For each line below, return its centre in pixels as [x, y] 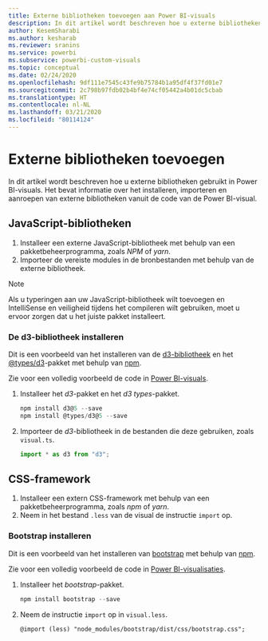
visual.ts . [37, 440]
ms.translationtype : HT [48, 98]
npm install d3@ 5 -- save [61, 408]
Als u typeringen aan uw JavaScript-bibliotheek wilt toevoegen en [116, 299]
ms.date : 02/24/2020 [43, 75]
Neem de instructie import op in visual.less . [93, 614]
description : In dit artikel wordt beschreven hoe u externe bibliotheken [135, 23]
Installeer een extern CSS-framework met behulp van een [114, 498]
